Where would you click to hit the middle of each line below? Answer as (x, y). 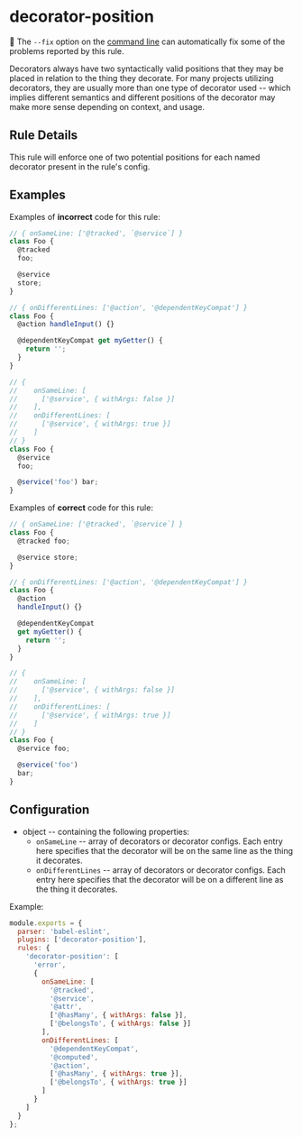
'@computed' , (74, 1057)
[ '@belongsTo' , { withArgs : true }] (118, 1082)
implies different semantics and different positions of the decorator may (142, 97)
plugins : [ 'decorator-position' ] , (82, 940)
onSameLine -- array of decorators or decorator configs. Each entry (160, 841)
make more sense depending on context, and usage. (107, 106)
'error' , (50, 965)
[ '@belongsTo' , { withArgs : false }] (120, 1024)
